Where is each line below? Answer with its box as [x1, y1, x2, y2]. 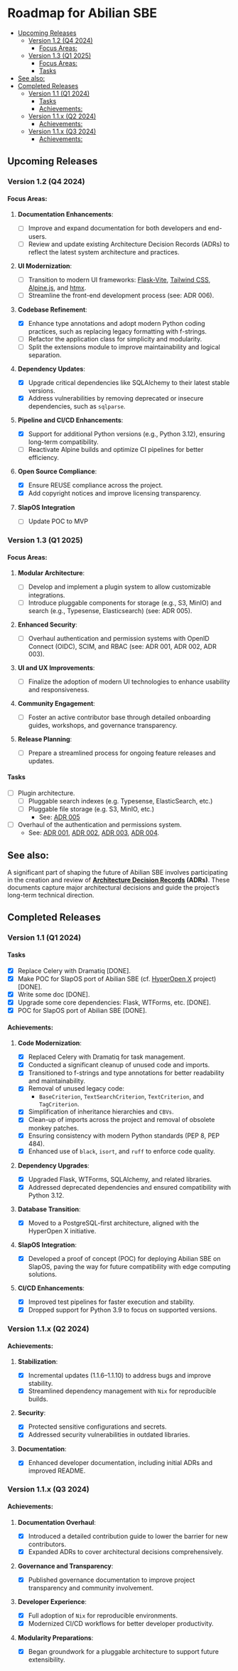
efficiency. [28, 453, 59, 462]
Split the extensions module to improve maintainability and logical [28, 342, 220, 351]
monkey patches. [28, 1124, 80, 1132]
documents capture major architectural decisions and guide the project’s [7, 883, 220, 892]
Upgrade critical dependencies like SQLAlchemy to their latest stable [28, 378, 230, 386]
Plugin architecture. [17, 789, 75, 798]
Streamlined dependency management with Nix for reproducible [28, 1387, 217, 1395]
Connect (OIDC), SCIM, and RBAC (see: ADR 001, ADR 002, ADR [28, 642, 217, 650]
